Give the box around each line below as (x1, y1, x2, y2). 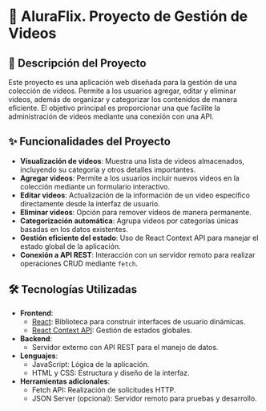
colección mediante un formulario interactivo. (19, 181, 171, 191)
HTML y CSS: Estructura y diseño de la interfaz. (31, 368, 190, 377)
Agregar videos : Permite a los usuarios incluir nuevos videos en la (19, 173, 240, 183)
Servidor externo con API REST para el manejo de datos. (31, 342, 219, 352)
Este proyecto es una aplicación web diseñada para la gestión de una (8, 78, 238, 87)
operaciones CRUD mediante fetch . (19, 258, 139, 268)
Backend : (19, 333, 53, 344)
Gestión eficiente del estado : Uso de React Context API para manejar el (19, 233, 259, 242)
